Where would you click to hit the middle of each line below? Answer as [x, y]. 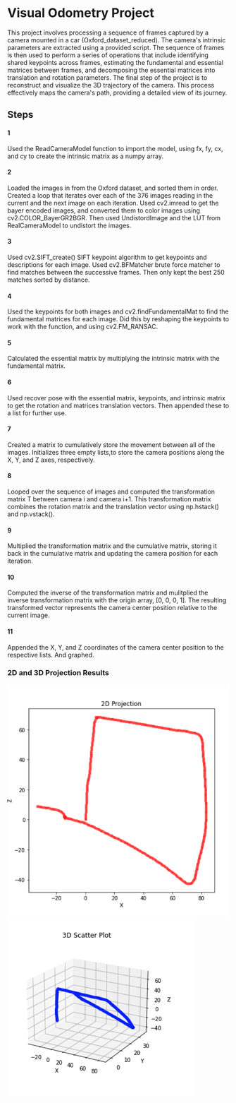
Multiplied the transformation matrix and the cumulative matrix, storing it [112, 546]
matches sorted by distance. [49, 280]
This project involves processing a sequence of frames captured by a [108, 32]
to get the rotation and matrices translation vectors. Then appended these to [118, 405]
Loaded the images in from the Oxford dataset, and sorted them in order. [113, 188]
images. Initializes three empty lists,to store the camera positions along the [116, 452]
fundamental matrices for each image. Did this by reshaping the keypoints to [118, 319]
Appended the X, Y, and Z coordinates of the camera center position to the [116, 647]
